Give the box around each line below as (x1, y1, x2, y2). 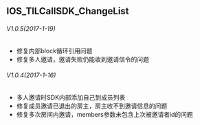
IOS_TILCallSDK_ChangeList (6, 5, 129, 17)
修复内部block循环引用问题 (16, 46, 93, 55)
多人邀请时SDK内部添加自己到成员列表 (16, 93, 126, 101)
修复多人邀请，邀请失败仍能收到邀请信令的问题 (16, 55, 149, 64)
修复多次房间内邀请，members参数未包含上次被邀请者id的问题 (16, 110, 193, 118)
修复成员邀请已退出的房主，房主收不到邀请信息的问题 (16, 102, 168, 110)
